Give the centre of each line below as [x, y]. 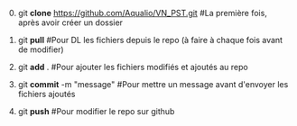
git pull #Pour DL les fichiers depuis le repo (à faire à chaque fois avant [150, 40]
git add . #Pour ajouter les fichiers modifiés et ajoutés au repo [133, 67]
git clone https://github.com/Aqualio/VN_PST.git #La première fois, [143, 13]
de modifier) [41, 49]
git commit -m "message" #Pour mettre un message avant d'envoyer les [153, 84]
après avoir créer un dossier [70, 22]
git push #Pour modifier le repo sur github [96, 111]
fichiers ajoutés [46, 94]
